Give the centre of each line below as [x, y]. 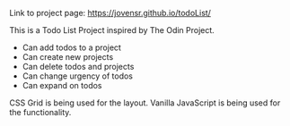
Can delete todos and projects [78, 67]
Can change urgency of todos [77, 76]
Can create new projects [68, 57]
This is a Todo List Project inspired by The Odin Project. [112, 30]
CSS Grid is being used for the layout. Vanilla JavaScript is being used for [145, 103]
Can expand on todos [62, 85]
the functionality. [40, 112]
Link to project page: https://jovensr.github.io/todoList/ [110, 13]
